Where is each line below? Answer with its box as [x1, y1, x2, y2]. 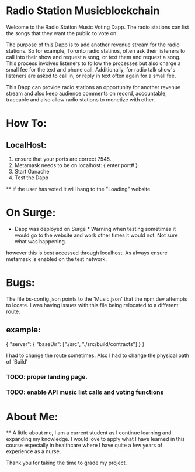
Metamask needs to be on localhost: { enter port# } [14, 161, 138, 168]
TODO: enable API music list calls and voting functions [6, 388, 164, 396]
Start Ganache [14, 168, 50, 175]
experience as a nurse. [6, 448, 61, 455]
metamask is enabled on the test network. [6, 255, 107, 262]
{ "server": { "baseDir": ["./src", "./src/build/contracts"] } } [6, 340, 145, 347]
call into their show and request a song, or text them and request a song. [6, 53, 181, 60]
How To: [6, 117, 47, 130]
